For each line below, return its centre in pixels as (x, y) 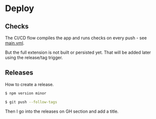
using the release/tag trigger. (34, 58)
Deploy (20, 8)
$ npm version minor (26, 93)
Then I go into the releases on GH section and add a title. (62, 111)
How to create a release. (30, 84)
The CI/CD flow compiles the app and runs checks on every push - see (76, 38)
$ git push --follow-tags (31, 102)
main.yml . (15, 43)
